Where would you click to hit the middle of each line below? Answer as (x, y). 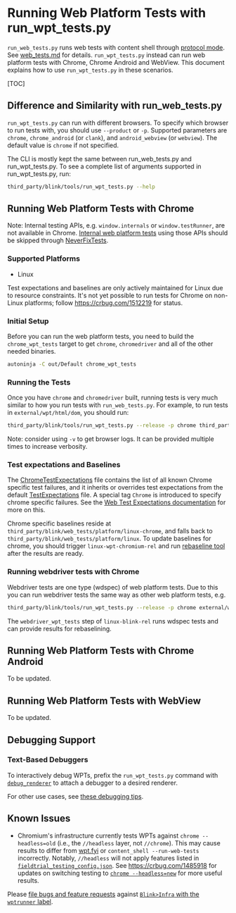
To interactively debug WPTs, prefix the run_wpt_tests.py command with (113, 775)
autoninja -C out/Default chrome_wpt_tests (72, 364)
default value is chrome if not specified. (63, 145)
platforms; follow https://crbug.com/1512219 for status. (104, 303)
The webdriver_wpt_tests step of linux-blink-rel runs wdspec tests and (113, 621)
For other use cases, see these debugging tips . (76, 796)
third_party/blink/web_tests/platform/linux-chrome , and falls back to (110, 531)
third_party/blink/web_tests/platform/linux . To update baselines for (109, 539)
